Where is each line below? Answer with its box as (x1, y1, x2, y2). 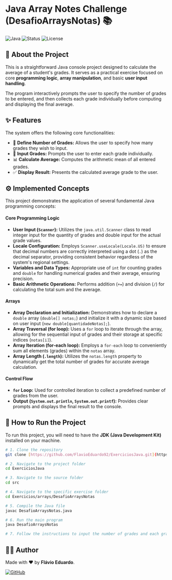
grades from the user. (12, 392, 59, 398)
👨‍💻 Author (5, 546, 39, 554)
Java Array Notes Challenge (5, 3, 127, 15)
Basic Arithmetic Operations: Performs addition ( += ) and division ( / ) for (12, 281, 165, 287)
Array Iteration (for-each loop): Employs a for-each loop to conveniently (12, 342, 167, 348)
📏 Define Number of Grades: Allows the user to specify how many (12, 139, 154, 146)
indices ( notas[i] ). (12, 336, 53, 343)
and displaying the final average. (5, 101, 74, 107)
